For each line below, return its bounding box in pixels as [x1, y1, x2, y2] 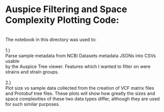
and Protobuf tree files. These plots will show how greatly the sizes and [5, 90, 155, 96]
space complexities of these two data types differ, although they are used [5, 95, 160, 102]
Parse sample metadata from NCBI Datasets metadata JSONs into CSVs [5, 52, 156, 59]
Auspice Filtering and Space [5, 4, 127, 15]
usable [5, 58, 19, 64]
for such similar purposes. [5, 101, 60, 107]
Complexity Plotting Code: [5, 14, 119, 26]
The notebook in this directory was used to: [5, 36, 97, 43]
